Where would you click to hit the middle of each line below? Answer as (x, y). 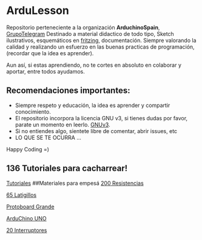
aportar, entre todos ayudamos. (45, 71)
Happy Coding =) (28, 149)
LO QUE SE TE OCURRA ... (48, 137)
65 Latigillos (22, 194)
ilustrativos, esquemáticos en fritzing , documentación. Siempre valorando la (101, 40)
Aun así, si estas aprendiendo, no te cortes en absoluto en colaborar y (94, 65)
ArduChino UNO (26, 218)
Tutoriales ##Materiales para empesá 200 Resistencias (75, 183)
